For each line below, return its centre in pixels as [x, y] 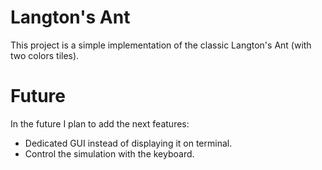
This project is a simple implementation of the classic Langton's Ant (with [161, 45]
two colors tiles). [45, 55]
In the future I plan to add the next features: [100, 123]
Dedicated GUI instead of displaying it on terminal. [128, 143]
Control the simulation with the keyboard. [109, 153]
